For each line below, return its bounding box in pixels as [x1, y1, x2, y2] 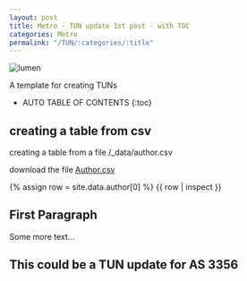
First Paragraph [9, 208, 98, 223]
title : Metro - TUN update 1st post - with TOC [9, 21, 191, 30]
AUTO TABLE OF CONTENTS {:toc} [21, 98, 152, 108]
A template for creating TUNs [9, 80, 118, 90]
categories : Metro [9, 30, 78, 38]
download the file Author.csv [9, 165, 115, 175]
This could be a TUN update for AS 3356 [9, 257, 239, 273]
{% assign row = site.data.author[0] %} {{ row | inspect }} [9, 182, 222, 192]
